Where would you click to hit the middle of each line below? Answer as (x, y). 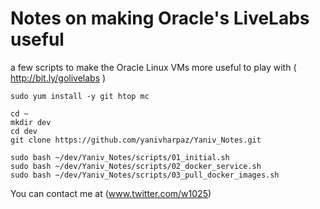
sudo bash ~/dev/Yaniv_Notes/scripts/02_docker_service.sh (136, 166)
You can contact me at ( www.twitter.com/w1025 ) (111, 193)
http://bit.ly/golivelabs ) (58, 78)
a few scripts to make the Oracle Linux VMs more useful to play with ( (153, 67)
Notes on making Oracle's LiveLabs (160, 18)
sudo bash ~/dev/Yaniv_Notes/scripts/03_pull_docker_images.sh (145, 175)
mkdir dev (31, 122)
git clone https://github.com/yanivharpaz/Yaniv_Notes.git (136, 140)
